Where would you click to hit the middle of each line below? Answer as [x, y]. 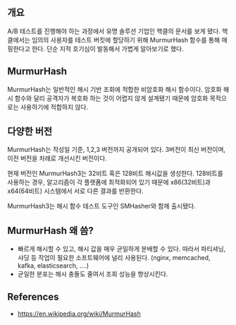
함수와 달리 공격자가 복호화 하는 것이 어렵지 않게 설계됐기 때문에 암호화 [111, 98]
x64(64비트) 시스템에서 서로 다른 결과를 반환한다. [75, 191]
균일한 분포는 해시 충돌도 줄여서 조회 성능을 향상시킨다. [93, 274]
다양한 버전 [30, 132]
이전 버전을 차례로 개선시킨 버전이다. [57, 158]
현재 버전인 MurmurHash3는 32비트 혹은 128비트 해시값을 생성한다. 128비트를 [115, 173]
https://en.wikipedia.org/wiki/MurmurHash [79, 314]
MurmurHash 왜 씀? [50, 231]
